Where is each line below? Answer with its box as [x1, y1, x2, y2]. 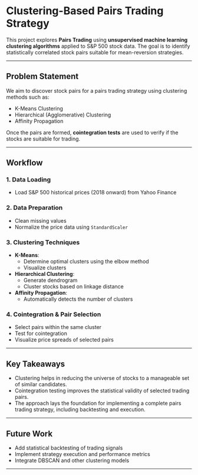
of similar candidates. [14, 381, 67, 388]
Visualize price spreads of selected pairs [14, 336, 114, 343]
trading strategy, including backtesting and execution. [14, 406, 146, 413]
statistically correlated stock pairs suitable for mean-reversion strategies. [6, 48, 184, 56]
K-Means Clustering [14, 105, 64, 112]
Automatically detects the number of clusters [23, 295, 133, 302]
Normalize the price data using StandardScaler [14, 223, 128, 230]
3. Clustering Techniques [6, 238, 80, 246]
